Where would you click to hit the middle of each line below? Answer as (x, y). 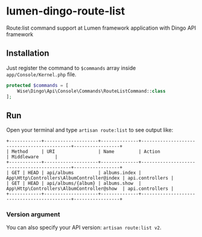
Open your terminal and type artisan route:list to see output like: (90, 130)
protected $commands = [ (37, 85)
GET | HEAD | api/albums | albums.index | (77, 173)
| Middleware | (32, 157)
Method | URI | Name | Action (86, 152)
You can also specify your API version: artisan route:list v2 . (84, 227)
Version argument (33, 215)
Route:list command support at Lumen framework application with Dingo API (101, 28)
